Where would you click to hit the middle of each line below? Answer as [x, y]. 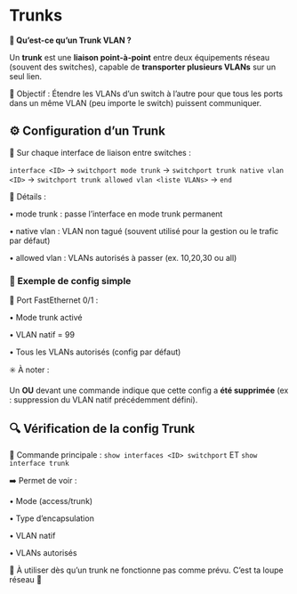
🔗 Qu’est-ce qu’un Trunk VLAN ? [70, 40]
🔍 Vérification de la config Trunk [102, 429]
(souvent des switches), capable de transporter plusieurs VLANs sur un [143, 67]
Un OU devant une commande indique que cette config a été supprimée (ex [149, 391]
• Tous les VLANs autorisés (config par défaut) [95, 352]
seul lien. [26, 76]
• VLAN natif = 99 [42, 335]
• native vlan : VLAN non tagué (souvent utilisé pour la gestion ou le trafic [144, 231]
